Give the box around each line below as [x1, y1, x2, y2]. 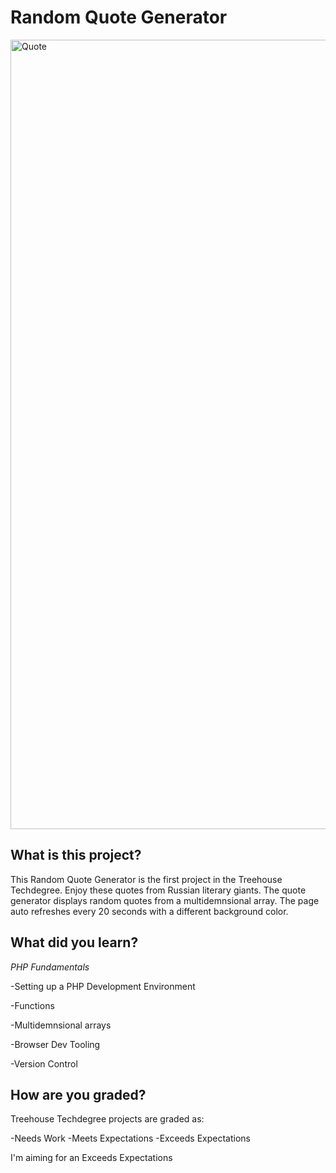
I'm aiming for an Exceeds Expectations [10, 1152, 173, 1164]
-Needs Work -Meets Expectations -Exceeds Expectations [10, 1132, 251, 1145]
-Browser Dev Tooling [10, 1038, 101, 1050]
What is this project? [10, 847, 142, 864]
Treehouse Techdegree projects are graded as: [10, 1113, 205, 1125]
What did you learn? [10, 934, 139, 951]
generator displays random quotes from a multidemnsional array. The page [10, 894, 320, 906]
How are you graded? [10, 1086, 147, 1103]
